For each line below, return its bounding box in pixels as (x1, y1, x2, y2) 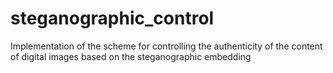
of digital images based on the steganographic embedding (10, 50, 252, 62)
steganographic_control (10, 7, 215, 30)
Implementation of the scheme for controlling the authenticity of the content (10, 40, 323, 52)
